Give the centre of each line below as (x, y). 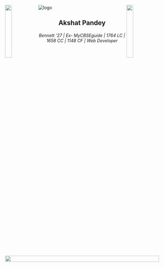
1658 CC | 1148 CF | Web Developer (82, 40)
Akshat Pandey (82, 23)
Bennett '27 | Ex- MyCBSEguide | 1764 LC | (82, 35)
